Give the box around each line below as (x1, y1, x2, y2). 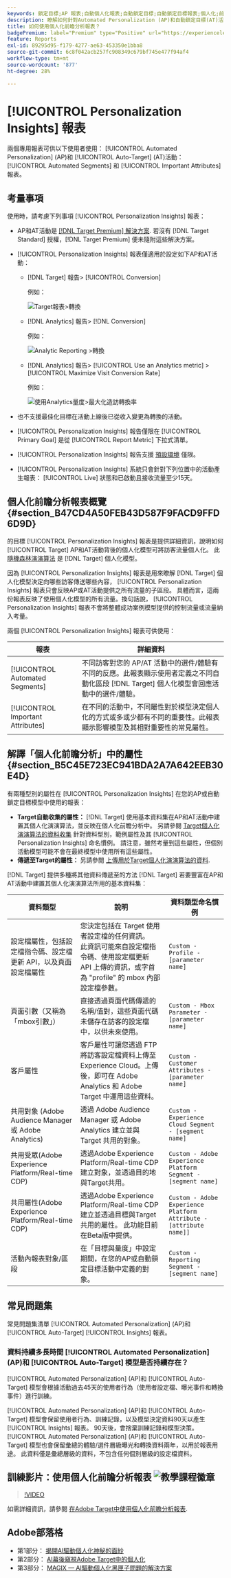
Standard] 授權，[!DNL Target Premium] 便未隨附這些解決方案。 (16, 235, 198, 243)
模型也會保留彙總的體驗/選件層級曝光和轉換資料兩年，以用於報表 (29, 1441, 212, 1449)
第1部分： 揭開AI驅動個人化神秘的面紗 (16, 1546, 124, 1555)
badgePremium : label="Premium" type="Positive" (7, 29, 146, 37)
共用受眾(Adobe (10, 1150, 63, 1159)
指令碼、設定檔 (24, 946, 74, 956)
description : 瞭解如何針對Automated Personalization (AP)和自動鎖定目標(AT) (7, 17, 219, 23)
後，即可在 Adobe (80, 1070, 139, 1080)
